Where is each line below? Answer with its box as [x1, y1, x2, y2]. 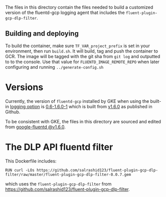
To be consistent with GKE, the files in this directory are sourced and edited [5, 118, 161, 124]
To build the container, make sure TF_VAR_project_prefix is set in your [5, 43, 150, 49]
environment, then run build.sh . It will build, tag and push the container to [5, 48, 158, 54]
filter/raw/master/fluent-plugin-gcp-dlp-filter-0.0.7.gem [5, 172, 131, 177]
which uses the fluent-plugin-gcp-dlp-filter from [5, 180, 112, 187]
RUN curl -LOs [5, 167, 35, 172]
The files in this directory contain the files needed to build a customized [5, 5, 153, 10]
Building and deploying [5, 30, 79, 38]
